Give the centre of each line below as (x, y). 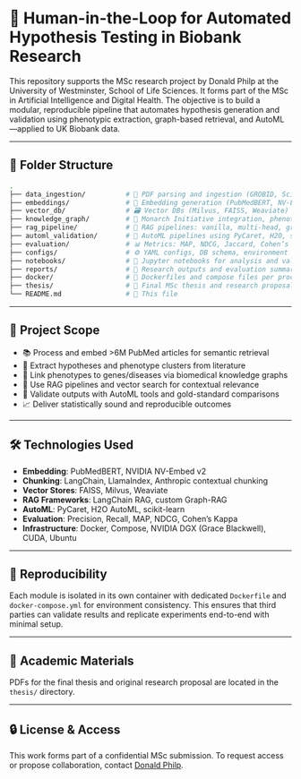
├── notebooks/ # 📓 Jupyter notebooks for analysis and (144, 261)
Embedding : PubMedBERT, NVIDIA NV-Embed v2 (114, 471)
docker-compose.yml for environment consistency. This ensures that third (142, 605)
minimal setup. (36, 624)
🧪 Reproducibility (58, 574)
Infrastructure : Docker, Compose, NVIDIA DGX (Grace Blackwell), (144, 528)
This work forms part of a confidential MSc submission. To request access (146, 756)
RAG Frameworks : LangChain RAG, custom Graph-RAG (125, 500)
